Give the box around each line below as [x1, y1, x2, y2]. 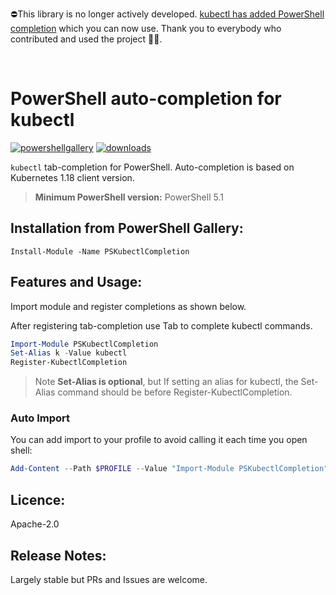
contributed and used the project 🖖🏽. [10, 33, 163, 45]
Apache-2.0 [10, 518, 60, 530]
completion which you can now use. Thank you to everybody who [10, 23, 282, 34]
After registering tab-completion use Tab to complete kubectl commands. [10, 319, 313, 332]
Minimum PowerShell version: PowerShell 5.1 [34, 191, 224, 203]
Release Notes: [10, 547, 107, 564]
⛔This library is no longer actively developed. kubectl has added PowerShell [10, 8, 325, 20]
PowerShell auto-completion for [10, 88, 282, 110]
